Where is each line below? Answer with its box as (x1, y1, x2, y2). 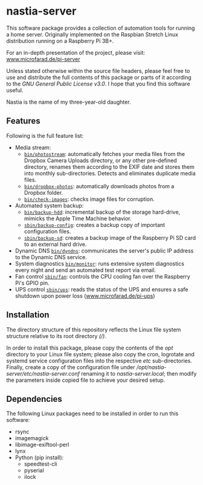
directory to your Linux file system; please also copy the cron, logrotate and (6, 350, 195, 358)
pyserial (24, 467, 44, 474)
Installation (6, 310, 50, 320)
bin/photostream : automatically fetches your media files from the (24, 150, 185, 157)
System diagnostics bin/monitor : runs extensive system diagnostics (14, 260, 184, 267)
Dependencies (6, 393, 62, 404)
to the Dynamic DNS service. (14, 253, 88, 260)
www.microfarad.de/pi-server (6, 55, 80, 63)
